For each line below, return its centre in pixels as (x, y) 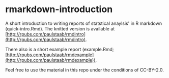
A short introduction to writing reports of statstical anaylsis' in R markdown (83, 23)
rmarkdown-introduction (59, 9)
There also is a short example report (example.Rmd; (60, 49)
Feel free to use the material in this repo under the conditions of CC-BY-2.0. (85, 70)
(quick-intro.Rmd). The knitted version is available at (60, 28)
